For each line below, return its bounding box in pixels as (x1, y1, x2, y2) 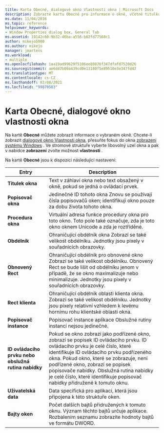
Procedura (7, 214, 33, 221)
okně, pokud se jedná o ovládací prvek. (48, 183, 139, 190)
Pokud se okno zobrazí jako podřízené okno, (48, 331, 151, 338)
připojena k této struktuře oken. (48, 393, 121, 400)
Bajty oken (7, 410, 33, 417)
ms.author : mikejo (5, 44, 42, 48)
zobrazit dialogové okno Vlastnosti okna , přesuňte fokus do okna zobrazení (5, 137, 157, 143)
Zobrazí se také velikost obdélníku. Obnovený (48, 258, 153, 265)
